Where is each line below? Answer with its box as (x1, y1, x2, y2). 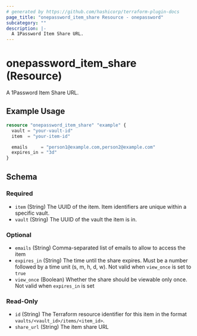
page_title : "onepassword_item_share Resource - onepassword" (6, 14, 164, 20)
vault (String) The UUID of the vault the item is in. (14, 215, 137, 223)
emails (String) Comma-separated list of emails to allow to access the (14, 244, 186, 251)
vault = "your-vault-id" (11, 128, 73, 134)
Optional (6, 230, 32, 239)
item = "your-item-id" (11, 133, 70, 139)
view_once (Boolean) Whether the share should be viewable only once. (14, 276, 187, 283)
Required (6, 189, 33, 198)
